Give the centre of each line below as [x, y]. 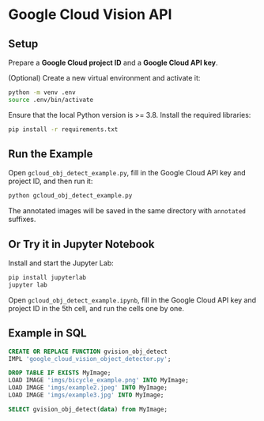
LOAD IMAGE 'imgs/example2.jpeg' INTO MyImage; [88, 388]
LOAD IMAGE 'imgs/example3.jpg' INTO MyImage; [86, 395]
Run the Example [51, 154]
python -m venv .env [42, 92]
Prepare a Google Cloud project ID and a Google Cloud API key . [113, 62]
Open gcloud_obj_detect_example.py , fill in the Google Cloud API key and [127, 173]
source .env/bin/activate [51, 100]
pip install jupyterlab [47, 278]
